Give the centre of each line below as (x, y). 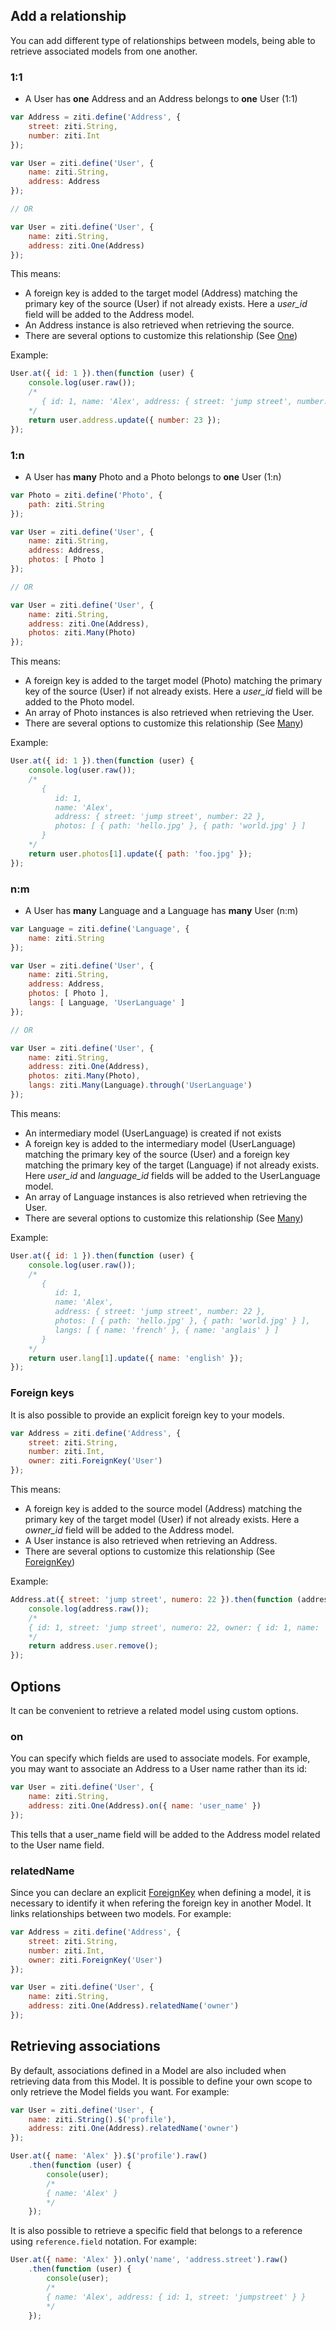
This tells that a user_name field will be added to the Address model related (165, 1834)
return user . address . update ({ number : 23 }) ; (125, 420)
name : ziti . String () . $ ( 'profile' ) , (102, 2119)
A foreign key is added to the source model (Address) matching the (163, 1508)
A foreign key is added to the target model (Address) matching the (161, 293)
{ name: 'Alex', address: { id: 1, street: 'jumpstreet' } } (176, 2297)
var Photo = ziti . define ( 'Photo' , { (86, 495)
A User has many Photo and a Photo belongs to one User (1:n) (153, 476)
